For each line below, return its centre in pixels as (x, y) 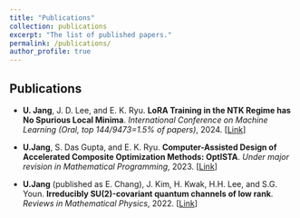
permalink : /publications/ (60, 43)
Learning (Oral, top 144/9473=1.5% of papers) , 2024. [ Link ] (134, 129)
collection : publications (58, 26)
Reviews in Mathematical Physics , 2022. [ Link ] (110, 203)
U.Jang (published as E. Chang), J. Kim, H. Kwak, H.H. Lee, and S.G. (150, 183)
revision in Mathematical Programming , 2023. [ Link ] (120, 166)
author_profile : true (50, 52)
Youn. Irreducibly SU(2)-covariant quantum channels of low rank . (148, 193)
